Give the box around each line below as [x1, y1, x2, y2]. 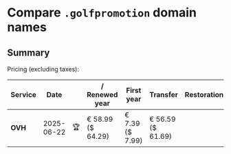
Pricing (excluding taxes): [7, 65, 80, 73]
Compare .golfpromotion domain [7, 5, 197, 21]
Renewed [87, 90, 118, 99]
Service [10, 90, 36, 99]
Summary [7, 47, 50, 58]
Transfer [149, 90, 179, 99]
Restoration [184, 90, 224, 99]
